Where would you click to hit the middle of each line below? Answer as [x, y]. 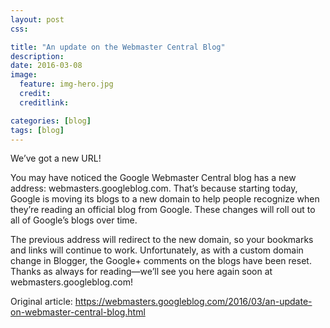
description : [37, 56]
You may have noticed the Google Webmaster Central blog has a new [153, 178]
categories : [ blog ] [51, 121]
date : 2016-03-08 [46, 66]
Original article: [41, 302]
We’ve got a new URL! [56, 158]
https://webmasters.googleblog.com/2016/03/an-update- [193, 302]
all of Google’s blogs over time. [74, 220]
